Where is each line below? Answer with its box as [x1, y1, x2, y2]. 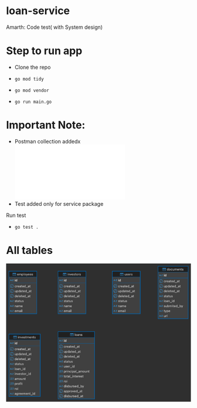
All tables [6, 244, 53, 257]
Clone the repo [14, 63, 51, 71]
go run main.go [14, 99, 52, 105]
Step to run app [6, 44, 83, 58]
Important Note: [6, 119, 86, 132]
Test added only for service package [14, 200, 104, 207]
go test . [14, 224, 39, 230]
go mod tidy [14, 76, 44, 82]
